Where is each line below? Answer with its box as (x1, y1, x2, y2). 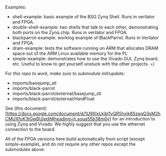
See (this (5, 106, 23, 111)
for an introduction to (112, 116, 156, 121)
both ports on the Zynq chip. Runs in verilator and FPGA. (12, 30, 128, 35)
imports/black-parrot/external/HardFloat (12, 96, 95, 102)
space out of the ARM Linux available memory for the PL (12, 50, 128, 56)
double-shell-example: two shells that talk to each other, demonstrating (12, 24, 159, 30)
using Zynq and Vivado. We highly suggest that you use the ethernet (5, 121, 145, 127)
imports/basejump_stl (12, 80, 57, 86)
